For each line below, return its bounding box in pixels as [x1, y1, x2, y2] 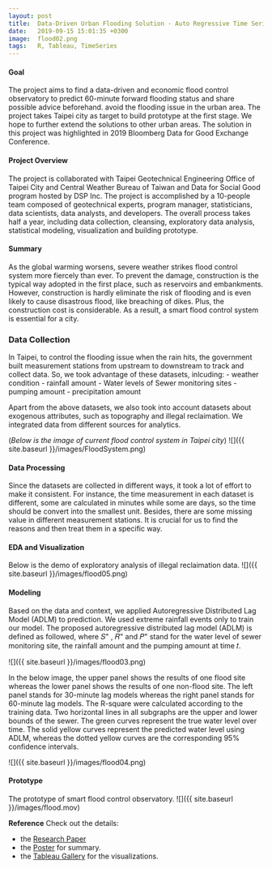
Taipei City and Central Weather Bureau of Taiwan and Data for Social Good [8, 182, 261, 191]
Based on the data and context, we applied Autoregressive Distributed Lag [8, 605, 257, 615]
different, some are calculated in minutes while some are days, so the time [8, 498, 257, 508]
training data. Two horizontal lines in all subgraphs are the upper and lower [8, 707, 258, 716]
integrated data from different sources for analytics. [8, 419, 181, 430]
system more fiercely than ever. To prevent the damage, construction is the [8, 270, 259, 280]
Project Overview [8, 155, 69, 165]
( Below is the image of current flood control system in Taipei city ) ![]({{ [8, 436, 245, 445]
